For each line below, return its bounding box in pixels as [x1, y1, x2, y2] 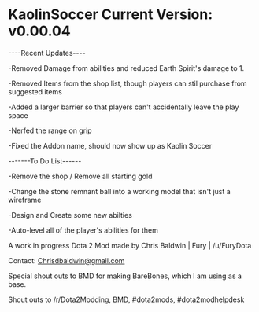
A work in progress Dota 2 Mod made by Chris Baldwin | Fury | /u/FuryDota [8, 240, 252, 250]
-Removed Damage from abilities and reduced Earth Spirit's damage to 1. [8, 63, 245, 72]
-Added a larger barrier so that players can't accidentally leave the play [8, 102, 239, 112]
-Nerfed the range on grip [8, 126, 92, 135]
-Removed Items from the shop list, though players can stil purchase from [8, 79, 247, 88]
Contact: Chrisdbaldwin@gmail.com [8, 255, 125, 265]
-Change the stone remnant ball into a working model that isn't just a [8, 186, 231, 196]
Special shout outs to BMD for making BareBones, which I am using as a [8, 271, 242, 281]
